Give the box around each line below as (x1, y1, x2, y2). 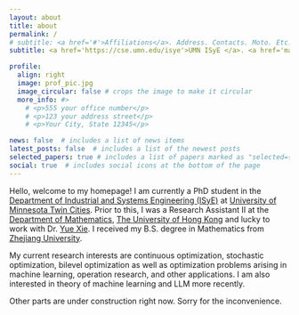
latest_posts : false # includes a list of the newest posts (9, 144, 241, 154)
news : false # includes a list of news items (9, 136, 185, 145)
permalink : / (9, 29, 58, 38)
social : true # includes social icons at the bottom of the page (9, 161, 261, 170)
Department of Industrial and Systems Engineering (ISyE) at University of (9, 195, 278, 206)
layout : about (9, 12, 62, 22)
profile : (9, 62, 42, 71)
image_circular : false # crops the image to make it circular (17, 86, 253, 96)
